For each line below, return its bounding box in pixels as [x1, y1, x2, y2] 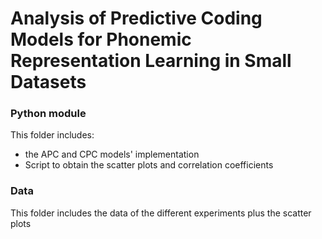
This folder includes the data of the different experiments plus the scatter [10, 207, 312, 219]
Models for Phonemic [10, 28, 192, 51]
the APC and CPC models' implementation [24, 148, 200, 161]
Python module [10, 107, 87, 121]
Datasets [10, 71, 87, 94]
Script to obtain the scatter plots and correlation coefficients [24, 159, 274, 171]
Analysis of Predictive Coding [10, 7, 263, 30]
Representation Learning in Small [10, 50, 292, 72]
